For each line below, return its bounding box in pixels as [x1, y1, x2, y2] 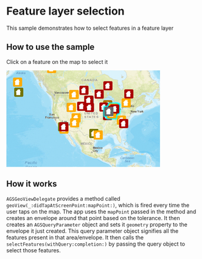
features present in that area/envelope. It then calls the [6, 233, 144, 241]
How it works [6, 179, 57, 189]
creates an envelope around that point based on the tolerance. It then [6, 214, 181, 221]
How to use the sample [6, 42, 95, 52]
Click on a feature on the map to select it [6, 58, 108, 65]
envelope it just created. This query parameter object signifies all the [6, 227, 179, 235]
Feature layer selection [6, 4, 125, 18]
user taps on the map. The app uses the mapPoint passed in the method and [6, 208, 197, 215]
